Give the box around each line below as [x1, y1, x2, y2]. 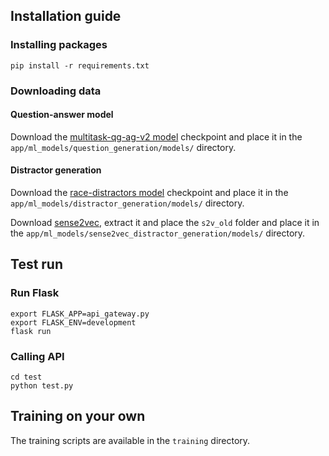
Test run [10, 256, 64, 273]
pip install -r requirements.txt [10, 60, 150, 71]
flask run [10, 326, 52, 336]
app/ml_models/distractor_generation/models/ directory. [10, 197, 245, 209]
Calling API [10, 349, 65, 363]
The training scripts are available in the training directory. [10, 434, 251, 446]
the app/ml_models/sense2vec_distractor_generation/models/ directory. [10, 227, 306, 239]
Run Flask [10, 286, 60, 300]
